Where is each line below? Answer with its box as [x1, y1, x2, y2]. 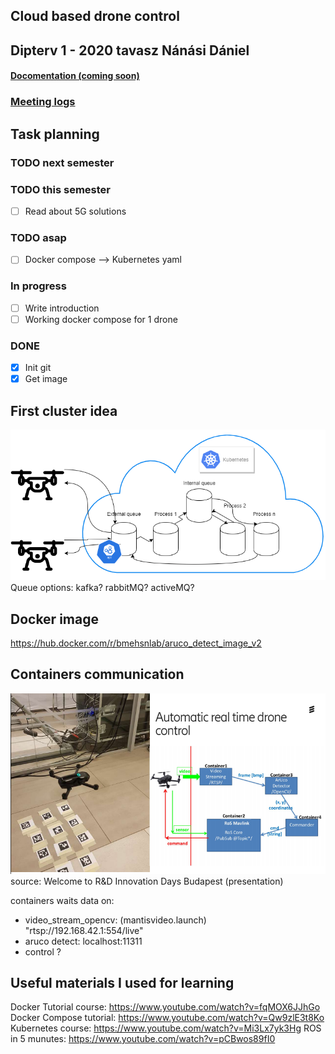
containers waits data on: [10, 894, 115, 906]
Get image [24, 373, 68, 385]
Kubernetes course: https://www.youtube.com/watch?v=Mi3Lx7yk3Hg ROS [10, 1022, 322, 1034]
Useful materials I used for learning [10, 974, 235, 991]
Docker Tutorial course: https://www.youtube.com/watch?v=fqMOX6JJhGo [10, 1001, 321, 1013]
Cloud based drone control [10, 8, 180, 25]
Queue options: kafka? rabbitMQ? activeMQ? [10, 582, 195, 594]
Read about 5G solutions [24, 205, 127, 217]
